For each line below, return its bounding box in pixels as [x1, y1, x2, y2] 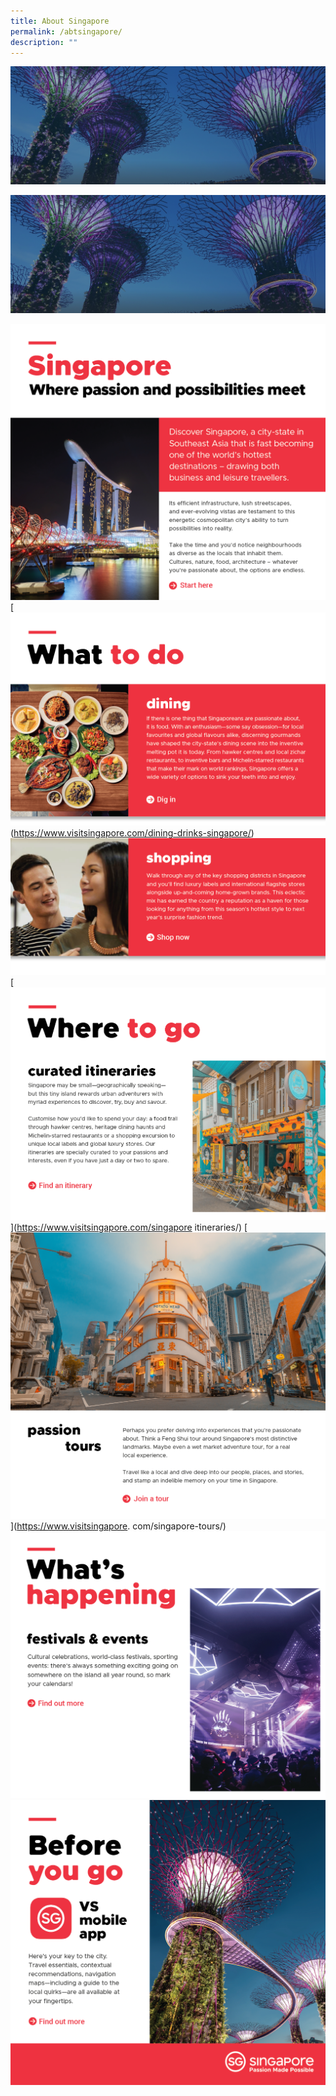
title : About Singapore [10, 16, 110, 26]
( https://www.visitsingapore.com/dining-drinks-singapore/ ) [10, 826, 255, 839]
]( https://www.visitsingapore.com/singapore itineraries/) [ [10, 1221, 248, 1234]
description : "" [10, 37, 78, 47]
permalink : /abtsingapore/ [10, 26, 123, 37]
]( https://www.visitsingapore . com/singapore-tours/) [10, 1520, 227, 1532]
